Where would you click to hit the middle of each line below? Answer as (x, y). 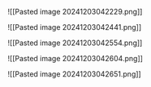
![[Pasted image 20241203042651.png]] (74, 74)
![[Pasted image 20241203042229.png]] (75, 12)
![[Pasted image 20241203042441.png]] (75, 27)
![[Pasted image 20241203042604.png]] (75, 58)
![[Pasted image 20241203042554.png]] (75, 43)
